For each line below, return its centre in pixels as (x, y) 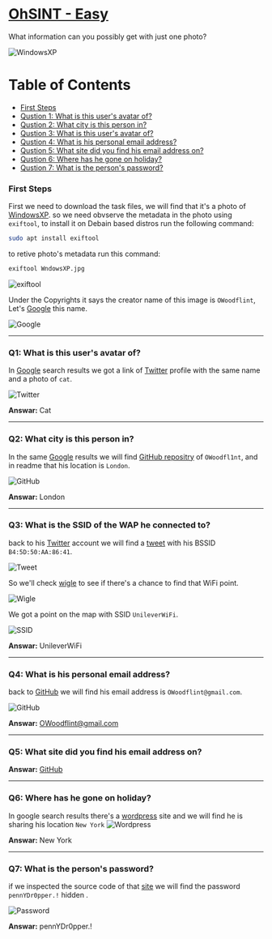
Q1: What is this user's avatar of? (75, 352)
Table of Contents (70, 85)
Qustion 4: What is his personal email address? (98, 142)
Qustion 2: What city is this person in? (83, 124)
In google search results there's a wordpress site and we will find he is (125, 816)
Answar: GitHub (36, 770)
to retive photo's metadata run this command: (84, 254)
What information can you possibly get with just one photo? (108, 36)
